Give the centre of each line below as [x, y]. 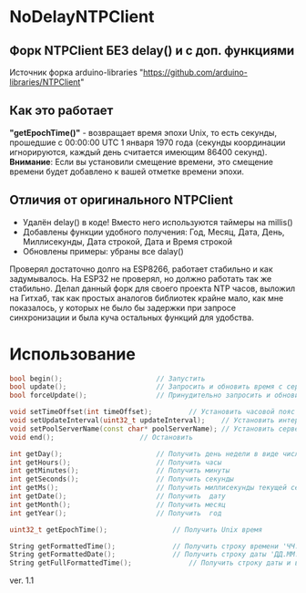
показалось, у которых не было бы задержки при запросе [123, 307]
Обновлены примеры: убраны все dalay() [103, 251]
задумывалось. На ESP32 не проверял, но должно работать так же [141, 278]
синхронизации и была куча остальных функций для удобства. [132, 317]
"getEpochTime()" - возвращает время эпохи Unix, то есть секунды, [143, 132]
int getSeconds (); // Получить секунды [122, 479]
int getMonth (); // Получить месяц [117, 505]
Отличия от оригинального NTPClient [122, 200]
